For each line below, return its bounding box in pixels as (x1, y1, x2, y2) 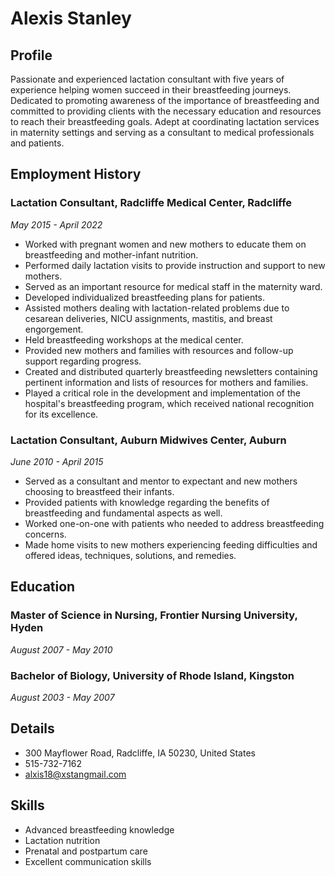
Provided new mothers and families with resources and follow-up (24, 344, 294, 356)
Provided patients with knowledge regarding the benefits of (24, 496, 270, 508)
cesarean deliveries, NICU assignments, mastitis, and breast (24, 312, 273, 324)
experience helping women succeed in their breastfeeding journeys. (10, 84, 292, 96)
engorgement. (24, 323, 84, 335)
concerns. (24, 528, 67, 540)
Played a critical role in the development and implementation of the (24, 387, 301, 399)
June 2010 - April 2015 (10, 455, 104, 467)
